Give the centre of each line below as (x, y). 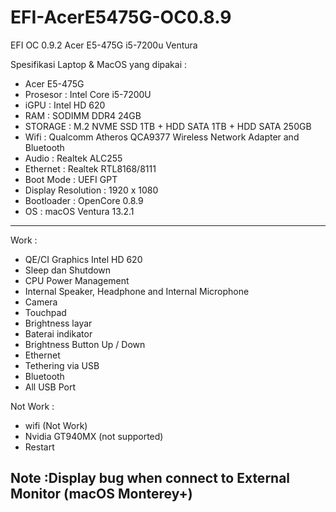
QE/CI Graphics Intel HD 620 (83, 259)
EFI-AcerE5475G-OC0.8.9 (121, 17)
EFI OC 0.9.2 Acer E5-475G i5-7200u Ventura (104, 45)
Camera (41, 302)
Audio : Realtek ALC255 (73, 158)
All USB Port (50, 387)
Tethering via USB (62, 365)
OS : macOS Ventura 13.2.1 (79, 211)
